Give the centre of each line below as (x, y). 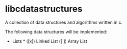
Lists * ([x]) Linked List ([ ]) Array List (50, 41)
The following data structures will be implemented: (56, 32)
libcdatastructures (44, 9)
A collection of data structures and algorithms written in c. (64, 22)
